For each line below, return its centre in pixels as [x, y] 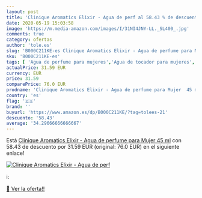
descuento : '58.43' [31, 118]
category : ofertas [29, 40]
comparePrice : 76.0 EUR [36, 85]
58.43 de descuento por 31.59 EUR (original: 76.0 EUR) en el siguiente [93, 147]
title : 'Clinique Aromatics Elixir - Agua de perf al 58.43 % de [90, 17]
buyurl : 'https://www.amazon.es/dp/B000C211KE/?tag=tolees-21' [87, 112]
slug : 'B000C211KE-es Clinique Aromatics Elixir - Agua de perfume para [99, 51]
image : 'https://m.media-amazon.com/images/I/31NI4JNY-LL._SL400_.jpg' [98, 28]
